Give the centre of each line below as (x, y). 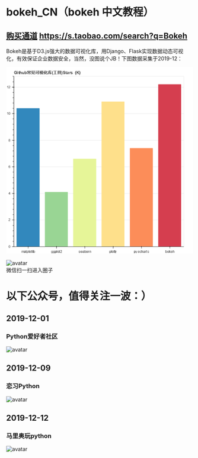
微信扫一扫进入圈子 (30, 270)
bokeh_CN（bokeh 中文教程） (80, 12)
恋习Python (23, 386)
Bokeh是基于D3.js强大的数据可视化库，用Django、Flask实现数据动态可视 (95, 51)
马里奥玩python (29, 436)
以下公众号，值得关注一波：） (79, 296)
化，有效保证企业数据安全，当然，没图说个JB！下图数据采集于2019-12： (94, 59)
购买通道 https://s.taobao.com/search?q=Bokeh (97, 36)
